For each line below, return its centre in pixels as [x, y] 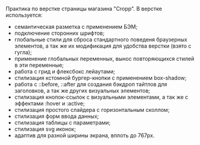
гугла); [23, 52]
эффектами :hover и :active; [49, 103]
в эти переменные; [39, 65]
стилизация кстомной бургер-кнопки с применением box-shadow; [100, 78]
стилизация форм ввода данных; [57, 116]
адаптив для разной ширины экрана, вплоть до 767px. [84, 135]
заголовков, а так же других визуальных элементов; [82, 91]
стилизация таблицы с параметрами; [62, 122]
